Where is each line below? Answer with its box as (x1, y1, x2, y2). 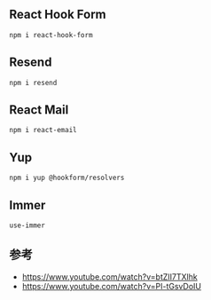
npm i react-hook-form (9, 30, 93, 39)
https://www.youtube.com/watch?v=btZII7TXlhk (21, 271, 198, 282)
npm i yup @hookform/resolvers (9, 173, 125, 183)
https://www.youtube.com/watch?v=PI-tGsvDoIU (21, 280, 202, 291)
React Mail (9, 102, 69, 118)
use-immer (9, 221, 46, 230)
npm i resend (9, 78, 58, 87)
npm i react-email (9, 126, 77, 135)
